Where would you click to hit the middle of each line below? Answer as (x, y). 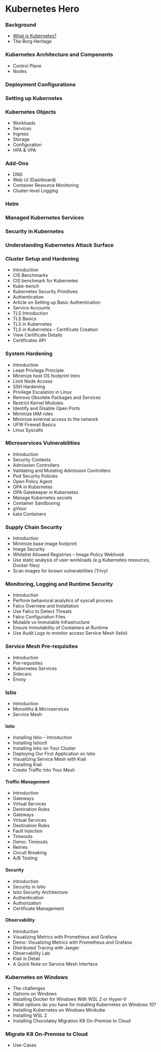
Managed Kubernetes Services (45, 218)
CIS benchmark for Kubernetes (45, 281)
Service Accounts (31, 308)
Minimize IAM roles (33, 414)
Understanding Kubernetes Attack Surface (60, 245)
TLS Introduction (30, 313)
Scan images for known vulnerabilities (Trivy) (60, 571)
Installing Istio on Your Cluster (44, 748)
